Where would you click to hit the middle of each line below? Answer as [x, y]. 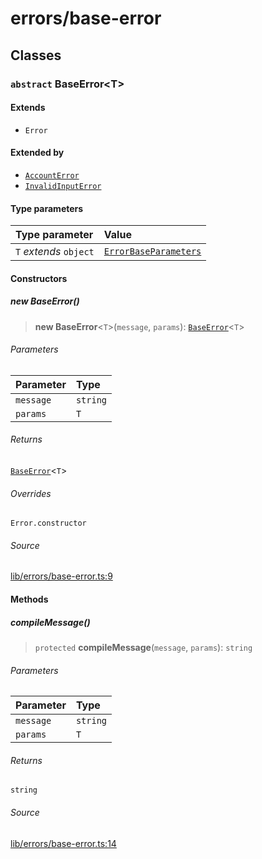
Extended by [37, 153]
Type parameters [47, 208]
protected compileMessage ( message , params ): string [143, 648]
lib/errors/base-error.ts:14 [63, 843]
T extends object [55, 252]
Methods [29, 599]
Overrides [31, 493]
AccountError [52, 175]
